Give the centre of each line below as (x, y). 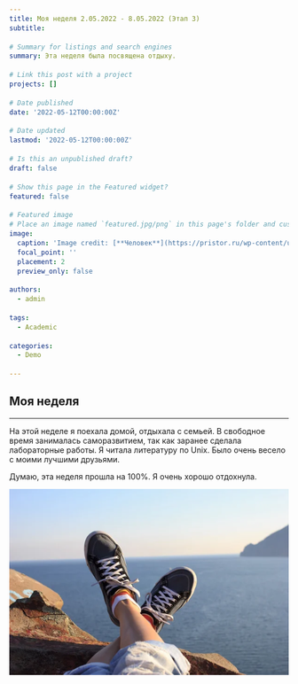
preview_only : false (55, 271)
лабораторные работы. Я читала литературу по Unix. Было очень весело (148, 450)
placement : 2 (41, 261)
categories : (31, 346)
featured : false (39, 196)
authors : (25, 290)
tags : (19, 318)
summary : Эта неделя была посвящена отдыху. (93, 56)
